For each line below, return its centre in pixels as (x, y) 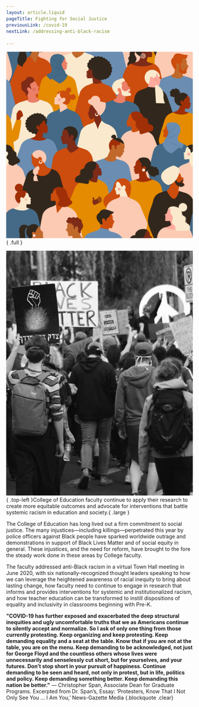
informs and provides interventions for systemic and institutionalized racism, (99, 592)
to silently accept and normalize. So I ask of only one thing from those (94, 629)
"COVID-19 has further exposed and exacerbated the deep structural (93, 616)
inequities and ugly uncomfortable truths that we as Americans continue (97, 622)
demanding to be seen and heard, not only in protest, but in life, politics (96, 673)
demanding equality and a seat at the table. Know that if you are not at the (99, 641)
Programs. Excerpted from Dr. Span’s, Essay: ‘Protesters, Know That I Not (96, 692)
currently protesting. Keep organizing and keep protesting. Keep (87, 635)
